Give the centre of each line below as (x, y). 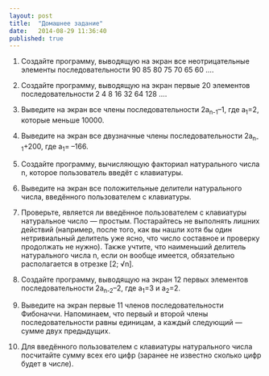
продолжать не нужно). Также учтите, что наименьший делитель (133, 246)
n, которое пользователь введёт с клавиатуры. (102, 172)
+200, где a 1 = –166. (56, 147)
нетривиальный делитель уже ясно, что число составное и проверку (140, 238)
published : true (36, 38)
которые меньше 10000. (62, 120)
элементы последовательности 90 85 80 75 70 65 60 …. (117, 70)
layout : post (31, 16)
